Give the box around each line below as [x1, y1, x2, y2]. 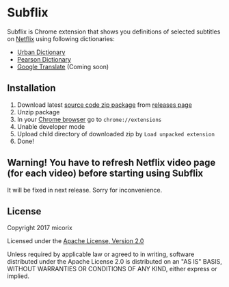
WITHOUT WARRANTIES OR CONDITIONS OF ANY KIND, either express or [7, 265, 217, 273]
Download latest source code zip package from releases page [16, 101, 193, 109]
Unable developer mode [16, 122, 85, 131]
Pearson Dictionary [16, 55, 72, 63]
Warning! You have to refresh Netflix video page [7, 157, 216, 169]
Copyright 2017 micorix [7, 224, 73, 232]
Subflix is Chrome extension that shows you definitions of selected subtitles [7, 27, 221, 36]
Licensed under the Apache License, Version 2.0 [7, 237, 144, 245]
